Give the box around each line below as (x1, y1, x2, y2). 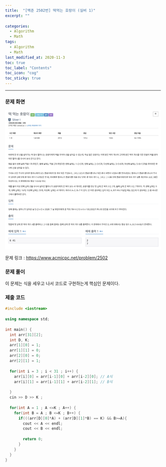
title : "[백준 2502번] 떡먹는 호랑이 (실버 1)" (5, 8, 96, 13)
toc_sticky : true (5, 76, 41, 81)
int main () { (5, 327, 32, 332)
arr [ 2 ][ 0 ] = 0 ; (9, 353, 41, 358)
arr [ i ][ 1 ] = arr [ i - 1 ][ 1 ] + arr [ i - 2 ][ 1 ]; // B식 (14, 379, 113, 384)
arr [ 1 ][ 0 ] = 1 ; (9, 343, 41, 348)
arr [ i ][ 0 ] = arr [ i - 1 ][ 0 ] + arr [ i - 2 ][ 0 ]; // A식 (14, 374, 113, 379)
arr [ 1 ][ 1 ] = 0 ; (9, 348, 41, 353)
